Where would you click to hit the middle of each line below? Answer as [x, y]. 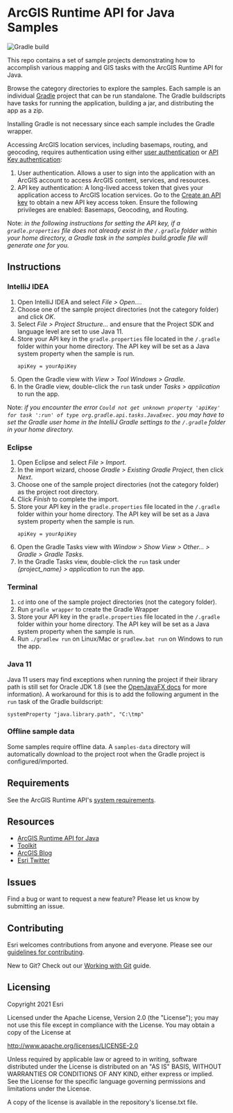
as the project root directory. [58, 492]
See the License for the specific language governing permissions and [106, 1081]
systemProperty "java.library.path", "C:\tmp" [76, 714]
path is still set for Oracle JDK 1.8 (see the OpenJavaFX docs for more [107, 687]
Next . [25, 477]
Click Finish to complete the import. [68, 499]
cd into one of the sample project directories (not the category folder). [117, 602]
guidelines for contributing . [46, 952]
